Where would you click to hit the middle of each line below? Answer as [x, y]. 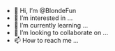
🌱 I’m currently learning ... [51, 25]
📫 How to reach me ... [46, 40]
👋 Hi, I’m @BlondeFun [45, 11]
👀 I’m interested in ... [43, 18]
